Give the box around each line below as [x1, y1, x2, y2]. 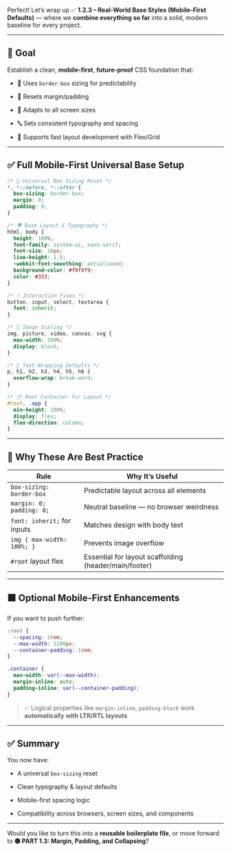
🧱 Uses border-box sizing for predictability [16, 79, 137, 87]
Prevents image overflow [83, 538, 164, 548]
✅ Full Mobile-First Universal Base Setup [7, 159, 184, 171]
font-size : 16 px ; [13, 247, 63, 254]
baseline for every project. [7, 21, 82, 29]
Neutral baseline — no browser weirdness [83, 503, 219, 512]
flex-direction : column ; [13, 419, 85, 426]
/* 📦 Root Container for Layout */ [7, 394, 112, 400]
